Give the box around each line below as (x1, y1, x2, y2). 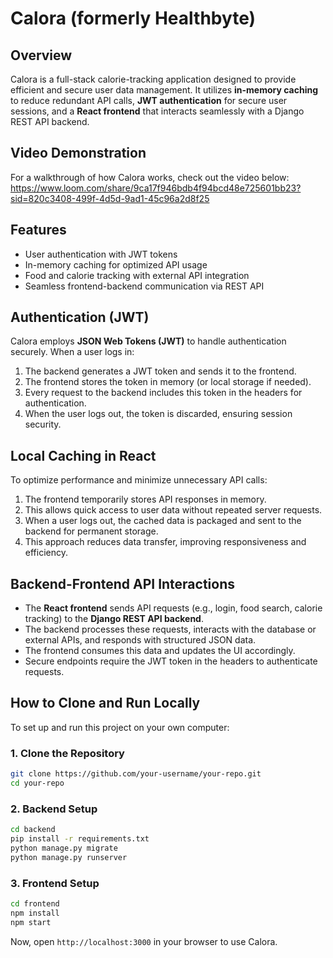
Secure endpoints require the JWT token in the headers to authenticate (24, 655, 318, 667)
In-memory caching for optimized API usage (24, 258, 208, 271)
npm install (10, 908, 60, 918)
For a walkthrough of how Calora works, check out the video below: (10, 171, 290, 183)
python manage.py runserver (10, 852, 128, 862)
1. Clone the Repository (10, 746, 125, 760)
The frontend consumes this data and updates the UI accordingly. (24, 645, 296, 657)
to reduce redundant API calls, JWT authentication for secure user (10, 95, 288, 106)
